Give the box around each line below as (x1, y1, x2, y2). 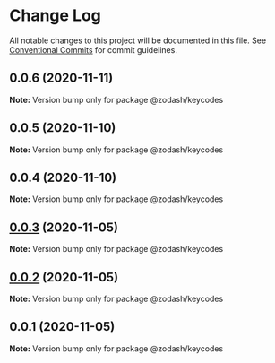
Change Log (9, 5, 101, 26)
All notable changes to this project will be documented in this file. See (9, 35, 267, 46)
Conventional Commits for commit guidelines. (9, 44, 177, 55)
